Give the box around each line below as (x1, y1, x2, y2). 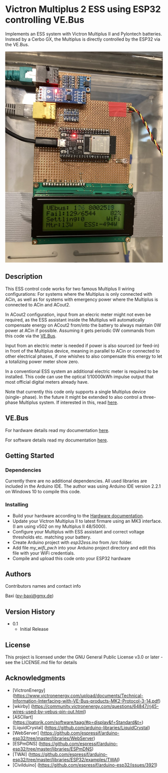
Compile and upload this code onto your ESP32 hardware (12, 555, 131, 561)
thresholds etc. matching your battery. (12, 534, 91, 540)
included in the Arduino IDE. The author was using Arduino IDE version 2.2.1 (5, 483, 161, 489)
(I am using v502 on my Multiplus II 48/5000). (12, 523, 107, 529)
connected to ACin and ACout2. (5, 301, 70, 307)
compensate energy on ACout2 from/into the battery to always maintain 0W (5, 322, 161, 328)
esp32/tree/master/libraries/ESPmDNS (12, 746, 92, 752)
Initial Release (19, 626, 49, 632)
